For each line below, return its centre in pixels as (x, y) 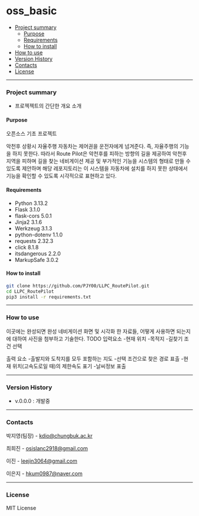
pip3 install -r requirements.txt (49, 297)
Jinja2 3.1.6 (28, 222)
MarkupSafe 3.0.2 (37, 259)
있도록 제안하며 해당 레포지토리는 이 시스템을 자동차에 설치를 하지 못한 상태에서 (97, 169)
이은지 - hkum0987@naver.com (44, 474)
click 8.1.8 (27, 247)
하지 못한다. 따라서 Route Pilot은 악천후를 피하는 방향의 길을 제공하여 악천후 (99, 154)
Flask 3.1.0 (27, 209)
